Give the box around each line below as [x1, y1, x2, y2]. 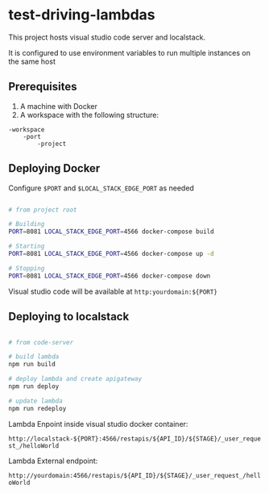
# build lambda [8, 353, 60, 361]
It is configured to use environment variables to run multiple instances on [8, 48, 251, 57]
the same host [8, 56, 56, 66]
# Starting [8, 242, 45, 251]
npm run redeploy [8, 404, 67, 412]
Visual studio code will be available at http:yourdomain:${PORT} [8, 286, 217, 296]
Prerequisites [8, 80, 77, 94]
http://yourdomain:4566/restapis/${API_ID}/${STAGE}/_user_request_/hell [8, 471, 262, 479]
